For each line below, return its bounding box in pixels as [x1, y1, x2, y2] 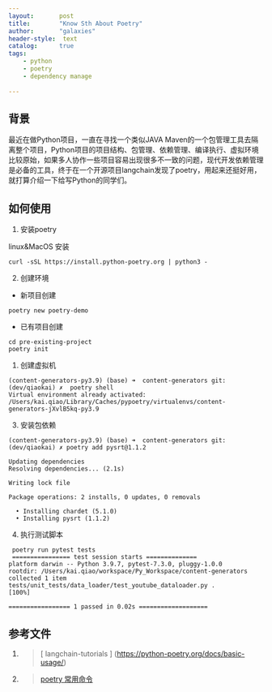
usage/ [40, 657, 64, 667]
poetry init [8, 346, 49, 354]
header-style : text [8, 34, 79, 43]
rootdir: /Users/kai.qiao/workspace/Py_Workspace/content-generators [8, 567, 249, 576]
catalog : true [8, 42, 74, 50]
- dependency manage [23, 72, 92, 80]
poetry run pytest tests [11, 546, 96, 554]
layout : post [8, 11, 74, 20]
